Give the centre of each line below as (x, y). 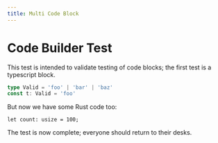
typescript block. (31, 74)
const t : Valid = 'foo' (42, 94)
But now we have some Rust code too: (62, 107)
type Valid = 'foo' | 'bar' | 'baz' (60, 87)
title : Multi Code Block (43, 14)
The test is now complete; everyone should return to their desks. (100, 133)
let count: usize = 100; (43, 120)
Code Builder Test (60, 48)
